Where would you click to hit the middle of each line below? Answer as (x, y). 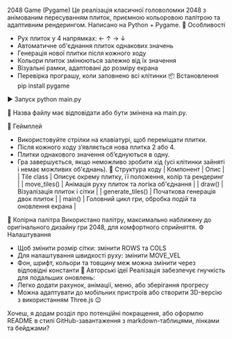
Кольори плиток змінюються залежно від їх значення (97, 61)
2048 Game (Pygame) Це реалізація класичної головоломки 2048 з (107, 10)
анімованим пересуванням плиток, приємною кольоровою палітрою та (114, 17)
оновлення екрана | (47, 206)
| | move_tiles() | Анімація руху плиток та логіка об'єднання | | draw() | (120, 184)
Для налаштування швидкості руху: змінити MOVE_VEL (99, 255)
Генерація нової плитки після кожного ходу (82, 53)
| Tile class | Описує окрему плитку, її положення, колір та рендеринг (121, 176)
